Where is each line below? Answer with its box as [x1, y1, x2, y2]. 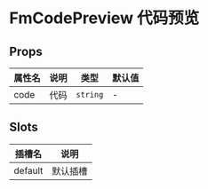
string [76, 90, 104, 99]
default [13, 164, 44, 177]
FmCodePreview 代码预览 [9, 8, 200, 28]
